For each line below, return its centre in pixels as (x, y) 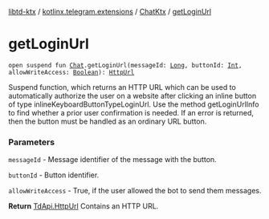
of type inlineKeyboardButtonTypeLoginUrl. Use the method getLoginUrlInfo (134, 104)
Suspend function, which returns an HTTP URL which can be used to (122, 87)
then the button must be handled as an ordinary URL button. (108, 121)
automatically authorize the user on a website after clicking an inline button (132, 95)
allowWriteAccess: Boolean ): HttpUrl (71, 72)
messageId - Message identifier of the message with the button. (112, 160)
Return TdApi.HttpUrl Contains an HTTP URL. (84, 206)
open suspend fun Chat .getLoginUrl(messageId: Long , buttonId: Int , (125, 65)
